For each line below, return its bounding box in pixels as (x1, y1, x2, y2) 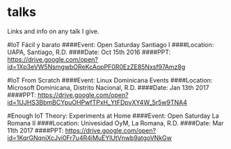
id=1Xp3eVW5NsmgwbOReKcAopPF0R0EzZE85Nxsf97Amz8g (7, 62, 186, 71)
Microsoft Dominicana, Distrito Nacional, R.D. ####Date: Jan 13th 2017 (7, 83, 209, 91)
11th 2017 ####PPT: (7, 126, 64, 134)
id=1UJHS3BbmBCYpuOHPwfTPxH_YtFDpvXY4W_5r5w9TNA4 (7, 98, 188, 106)
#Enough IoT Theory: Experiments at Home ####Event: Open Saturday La (7, 112, 219, 120)
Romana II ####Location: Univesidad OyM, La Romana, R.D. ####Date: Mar (7, 119, 224, 127)
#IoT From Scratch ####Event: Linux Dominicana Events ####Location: (7, 76, 213, 84)
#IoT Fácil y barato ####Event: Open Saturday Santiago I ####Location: (7, 40, 214, 49)
